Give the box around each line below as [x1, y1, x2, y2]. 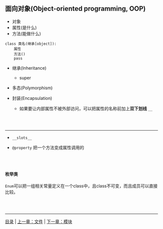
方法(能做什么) [12, 31, 41, 37]
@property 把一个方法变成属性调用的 [12, 144, 84, 150]
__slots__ [12, 135, 33, 140]
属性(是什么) [12, 24, 37, 30]
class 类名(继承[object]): [5, 41, 57, 46]
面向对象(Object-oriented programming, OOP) [5, 4, 146, 13]
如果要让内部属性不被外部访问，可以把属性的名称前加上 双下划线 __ [19, 105, 153, 111]
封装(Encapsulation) [12, 95, 52, 101]
